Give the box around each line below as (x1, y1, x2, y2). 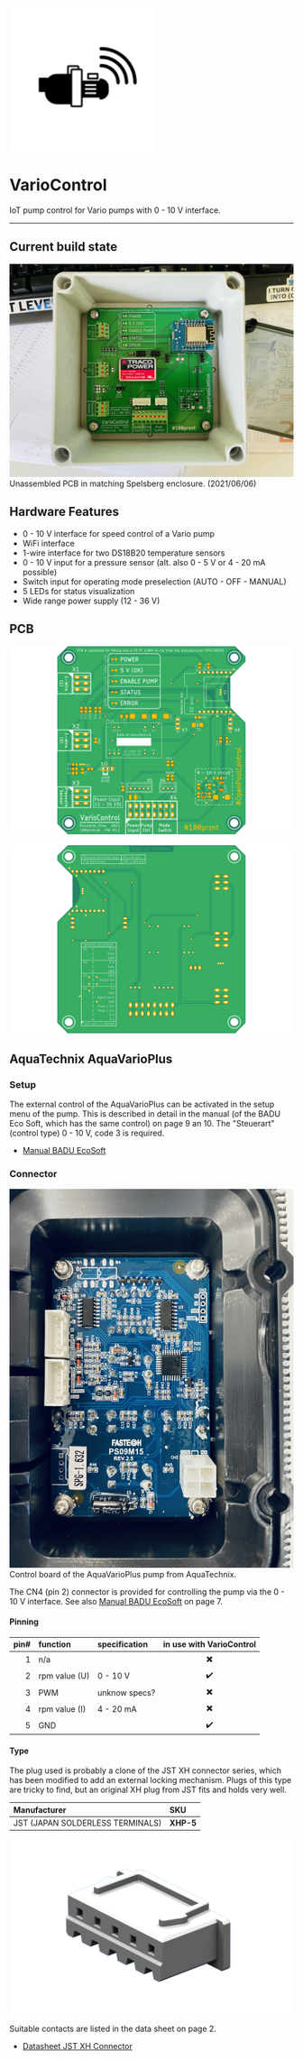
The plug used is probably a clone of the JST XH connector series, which (9, 1765, 282, 1776)
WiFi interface (22, 538, 75, 548)
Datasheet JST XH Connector (22, 2040, 133, 2051)
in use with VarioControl (162, 1639, 257, 1650)
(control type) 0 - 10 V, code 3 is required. (9, 1127, 165, 1138)
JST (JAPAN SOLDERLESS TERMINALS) (13, 1817, 162, 1828)
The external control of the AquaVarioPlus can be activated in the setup (9, 1099, 275, 1110)
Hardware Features (9, 504, 120, 520)
